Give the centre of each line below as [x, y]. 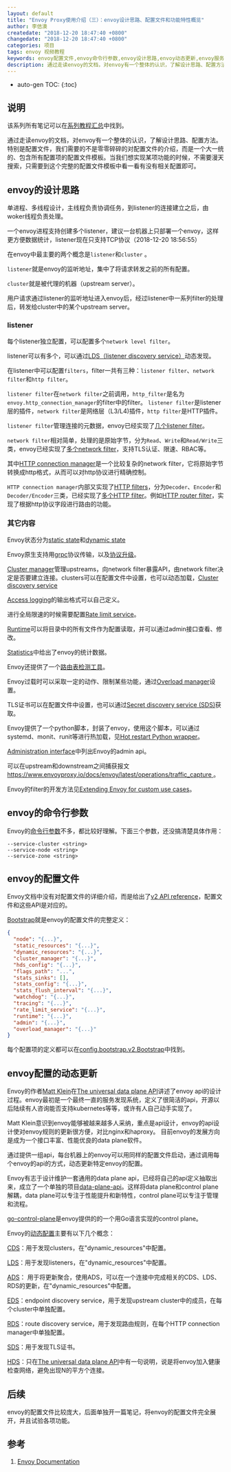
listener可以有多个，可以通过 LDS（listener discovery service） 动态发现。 [111, 356]
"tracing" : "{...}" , [43, 1003]
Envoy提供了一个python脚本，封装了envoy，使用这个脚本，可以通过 [103, 728]
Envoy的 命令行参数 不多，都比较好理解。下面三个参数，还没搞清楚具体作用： [115, 830]
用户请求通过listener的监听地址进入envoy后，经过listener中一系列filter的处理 [115, 298]
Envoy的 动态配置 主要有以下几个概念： [61, 1234]
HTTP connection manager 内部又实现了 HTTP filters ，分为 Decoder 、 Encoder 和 [114, 487]
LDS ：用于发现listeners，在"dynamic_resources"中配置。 [89, 1263]
